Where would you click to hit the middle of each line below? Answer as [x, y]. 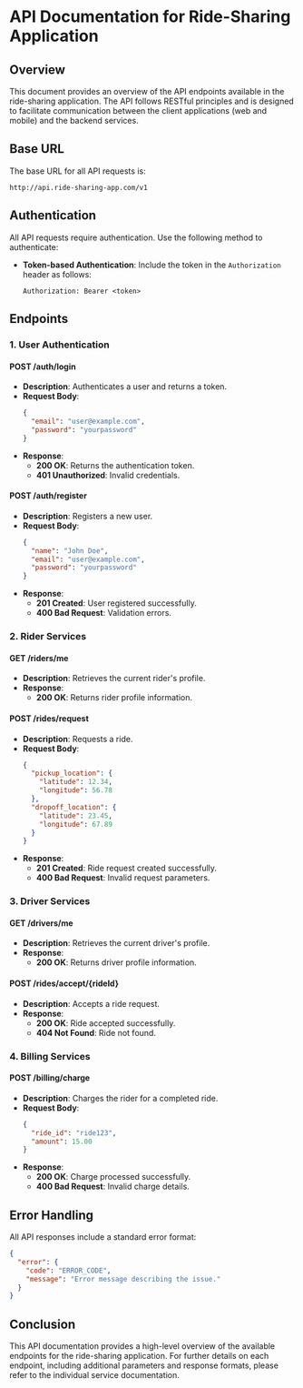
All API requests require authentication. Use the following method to [136, 237]
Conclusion [43, 1324]
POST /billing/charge [50, 1078]
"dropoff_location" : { [74, 807]
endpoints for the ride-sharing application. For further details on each [139, 1356]
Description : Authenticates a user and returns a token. [125, 387]
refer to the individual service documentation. [94, 1375]
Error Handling [51, 1215]
